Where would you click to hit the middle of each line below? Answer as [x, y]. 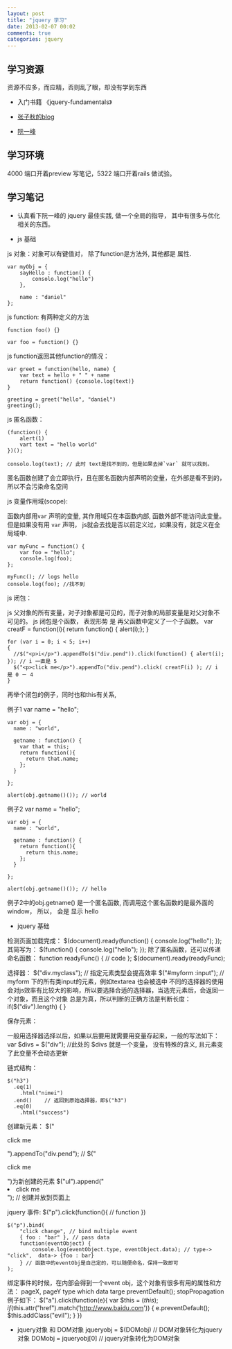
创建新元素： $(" [31, 1126]
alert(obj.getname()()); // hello [57, 888]
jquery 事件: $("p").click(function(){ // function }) [77, 1212]
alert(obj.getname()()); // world [57, 795]
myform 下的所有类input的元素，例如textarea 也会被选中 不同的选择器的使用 [115, 981]
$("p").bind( [26, 1225]
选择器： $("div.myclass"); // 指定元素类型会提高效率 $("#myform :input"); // [116, 972]
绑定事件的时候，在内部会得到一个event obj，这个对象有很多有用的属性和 [111, 1282]
